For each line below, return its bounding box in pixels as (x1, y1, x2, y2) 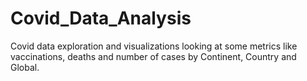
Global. (10, 61, 40, 73)
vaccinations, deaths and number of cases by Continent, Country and (10, 50, 297, 62)
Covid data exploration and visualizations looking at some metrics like (10, 40, 298, 52)
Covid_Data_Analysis (10, 7, 192, 30)
